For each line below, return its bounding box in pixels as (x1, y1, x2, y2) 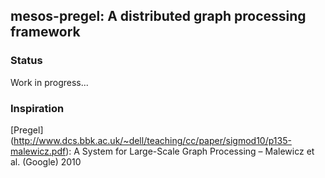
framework (10, 24, 81, 41)
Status (10, 54, 43, 68)
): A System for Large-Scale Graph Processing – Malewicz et (65, 145, 315, 157)
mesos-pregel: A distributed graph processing (10, 8, 307, 25)
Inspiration (10, 101, 65, 115)
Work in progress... (10, 76, 89, 88)
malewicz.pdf (10, 145, 67, 157)
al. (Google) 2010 (10, 155, 82, 168)
